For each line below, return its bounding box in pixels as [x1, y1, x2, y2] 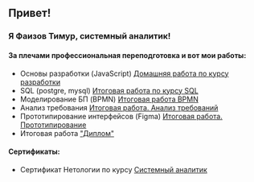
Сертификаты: [8, 147, 60, 156]
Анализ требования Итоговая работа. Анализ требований [19, 102, 219, 112]
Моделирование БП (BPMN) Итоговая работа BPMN [19, 94, 199, 104]
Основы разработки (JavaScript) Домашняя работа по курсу [19, 68, 229, 78]
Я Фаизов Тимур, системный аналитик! [8, 31, 171, 42]
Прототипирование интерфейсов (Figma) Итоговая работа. [19, 111, 223, 121]
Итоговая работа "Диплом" [19, 128, 115, 138]
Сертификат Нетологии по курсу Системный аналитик [19, 164, 207, 174]
